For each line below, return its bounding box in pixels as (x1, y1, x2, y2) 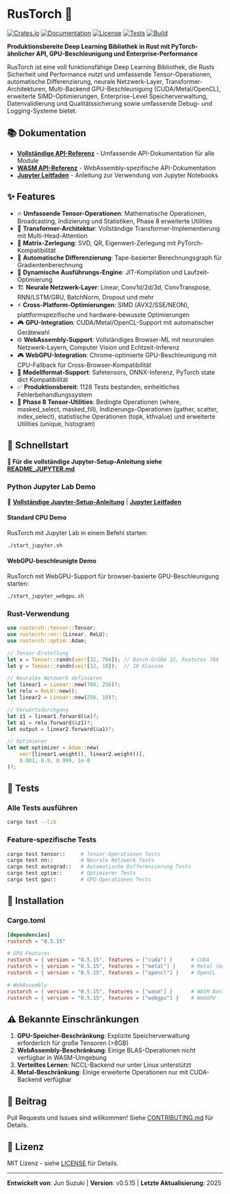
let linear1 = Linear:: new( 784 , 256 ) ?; (7, 682, 121, 688)
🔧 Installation (7, 895, 64, 907)
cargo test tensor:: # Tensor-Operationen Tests (7, 851, 161, 857)
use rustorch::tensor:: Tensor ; (7, 624, 97, 631)
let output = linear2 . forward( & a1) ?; (7, 725, 115, 732)
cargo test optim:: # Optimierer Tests (7, 870, 136, 877)
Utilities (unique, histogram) (16, 419, 96, 428)
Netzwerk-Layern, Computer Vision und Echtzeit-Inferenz (16, 343, 180, 351)
